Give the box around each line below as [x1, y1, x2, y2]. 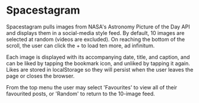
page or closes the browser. [6, 72, 75, 79]
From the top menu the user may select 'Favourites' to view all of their [6, 83, 178, 91]
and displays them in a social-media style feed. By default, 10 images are [6, 29, 185, 36]
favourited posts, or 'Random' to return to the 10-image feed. [6, 90, 156, 97]
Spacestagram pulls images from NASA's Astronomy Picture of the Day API [6, 23, 190, 30]
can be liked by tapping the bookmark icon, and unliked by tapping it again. [6, 60, 190, 67]
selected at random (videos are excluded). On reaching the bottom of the [6, 36, 185, 43]
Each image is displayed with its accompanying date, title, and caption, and [6, 53, 190, 60]
